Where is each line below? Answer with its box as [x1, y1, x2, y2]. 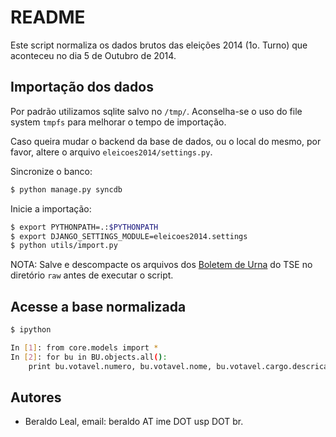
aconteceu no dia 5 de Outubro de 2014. [10, 49, 177, 61]
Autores [10, 389, 62, 406]
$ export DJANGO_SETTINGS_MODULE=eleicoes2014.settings [10, 231, 248, 241]
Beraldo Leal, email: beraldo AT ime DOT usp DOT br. [24, 416, 244, 428]
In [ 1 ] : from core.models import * [10, 342, 159, 353]
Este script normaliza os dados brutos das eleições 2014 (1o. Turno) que [10, 39, 308, 51]
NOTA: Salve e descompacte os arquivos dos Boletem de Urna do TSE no [10, 259, 313, 271]
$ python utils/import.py [10, 241, 118, 251]
